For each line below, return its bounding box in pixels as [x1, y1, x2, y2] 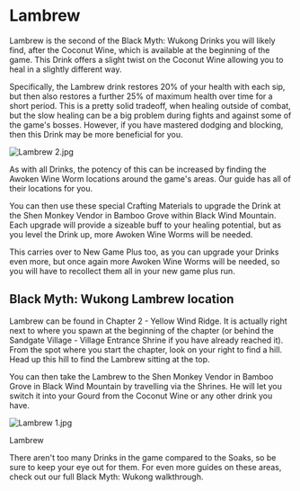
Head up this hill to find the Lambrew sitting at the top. [9, 353, 210, 364]
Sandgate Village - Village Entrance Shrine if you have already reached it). [9, 335, 284, 345]
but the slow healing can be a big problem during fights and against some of [9, 110, 292, 121]
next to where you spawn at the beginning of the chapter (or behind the [9, 325, 274, 335]
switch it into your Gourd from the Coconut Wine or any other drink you [9, 390, 273, 401]
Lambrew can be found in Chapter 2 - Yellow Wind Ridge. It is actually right [9, 316, 287, 326]
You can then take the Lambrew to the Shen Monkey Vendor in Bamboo [9, 370, 274, 382]
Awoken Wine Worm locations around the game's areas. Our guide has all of [9, 173, 292, 184]
